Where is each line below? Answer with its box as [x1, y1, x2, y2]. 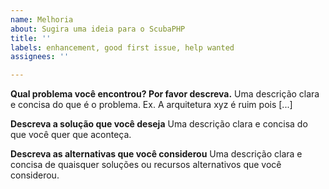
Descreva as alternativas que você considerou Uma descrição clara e [10, 148, 303, 160]
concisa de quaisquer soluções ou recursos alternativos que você [10, 159, 282, 171]
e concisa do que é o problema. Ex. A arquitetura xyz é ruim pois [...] [10, 99, 293, 111]
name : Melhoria [10, 14, 74, 25]
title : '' [10, 33, 52, 43]
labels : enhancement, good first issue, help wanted [10, 42, 235, 53]
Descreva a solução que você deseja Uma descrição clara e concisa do [10, 118, 308, 130]
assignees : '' [10, 52, 70, 62]
